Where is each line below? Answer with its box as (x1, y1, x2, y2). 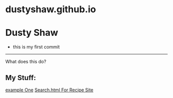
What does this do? (5, 59, 46, 65)
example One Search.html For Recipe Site (5, 87, 94, 93)
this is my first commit (12, 44, 60, 50)
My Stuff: (5, 73, 36, 82)
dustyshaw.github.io (5, 4, 96, 15)
